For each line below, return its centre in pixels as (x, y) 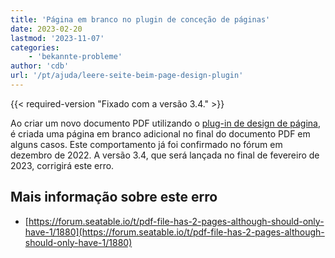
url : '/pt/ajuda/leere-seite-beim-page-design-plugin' (127, 76)
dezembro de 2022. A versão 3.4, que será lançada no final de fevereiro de (165, 155)
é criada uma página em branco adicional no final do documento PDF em (160, 133)
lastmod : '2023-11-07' (57, 38)
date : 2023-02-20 (46, 29)
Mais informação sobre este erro (114, 197)
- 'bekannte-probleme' (75, 57)
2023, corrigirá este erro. (62, 165)
